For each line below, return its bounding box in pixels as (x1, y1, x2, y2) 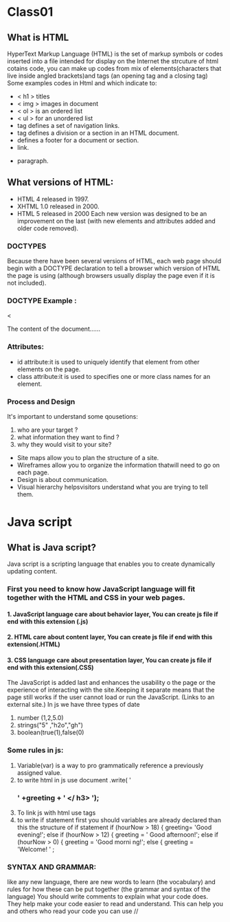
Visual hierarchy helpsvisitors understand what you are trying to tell (16, 483, 208, 491)
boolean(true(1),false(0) (16, 728, 84, 736)
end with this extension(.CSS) (7, 663, 94, 671)
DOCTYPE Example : (7, 296, 77, 306)
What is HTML (7, 32, 69, 43)
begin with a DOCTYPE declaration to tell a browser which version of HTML (7, 264, 221, 272)
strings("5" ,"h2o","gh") (16, 721, 84, 729)
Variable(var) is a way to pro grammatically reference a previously (16, 761, 204, 769)
